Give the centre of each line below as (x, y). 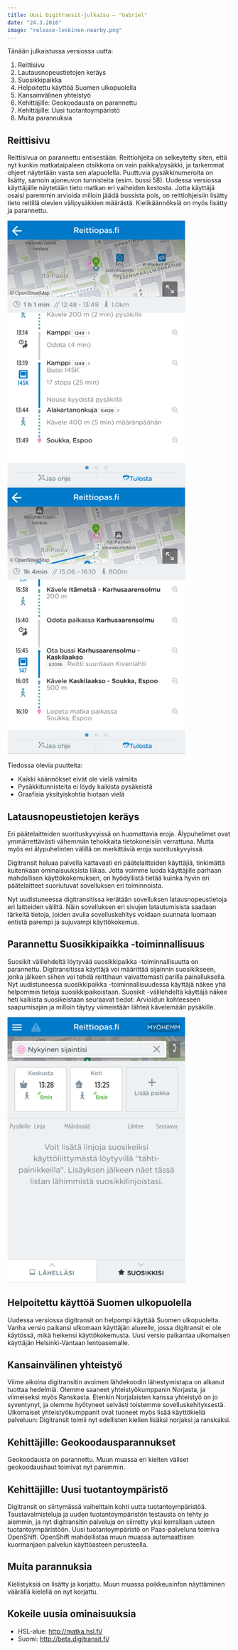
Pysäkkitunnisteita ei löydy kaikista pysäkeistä (85, 787)
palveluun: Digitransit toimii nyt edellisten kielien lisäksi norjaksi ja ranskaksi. (119, 1420)
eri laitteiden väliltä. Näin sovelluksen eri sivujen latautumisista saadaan (112, 907)
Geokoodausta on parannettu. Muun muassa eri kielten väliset (98, 1460)
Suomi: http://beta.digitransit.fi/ (64, 1639)
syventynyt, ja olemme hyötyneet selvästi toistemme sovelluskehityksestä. (117, 1405)
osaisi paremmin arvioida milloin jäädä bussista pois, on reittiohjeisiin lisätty (118, 195)
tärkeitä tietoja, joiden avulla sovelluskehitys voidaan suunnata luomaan (112, 914)
